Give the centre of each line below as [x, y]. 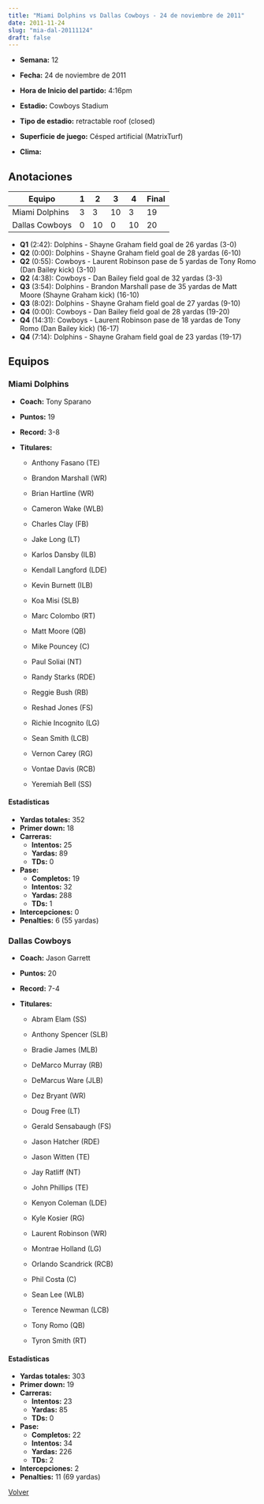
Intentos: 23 [52, 1401]
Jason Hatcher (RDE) [65, 1141]
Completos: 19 [56, 878]
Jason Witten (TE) [61, 1157]
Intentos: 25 [52, 844]
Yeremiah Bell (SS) [61, 784]
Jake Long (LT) [56, 539]
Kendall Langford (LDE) [69, 570]
